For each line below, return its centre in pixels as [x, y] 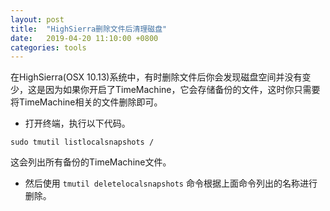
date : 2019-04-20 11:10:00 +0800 [84, 38]
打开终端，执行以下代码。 [77, 123]
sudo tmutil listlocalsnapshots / [82, 142]
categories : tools [48, 47]
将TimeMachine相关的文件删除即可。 [86, 102]
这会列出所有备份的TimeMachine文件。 [91, 162]
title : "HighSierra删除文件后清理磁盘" [89, 29]
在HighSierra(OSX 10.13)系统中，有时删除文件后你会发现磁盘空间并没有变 [161, 77]
